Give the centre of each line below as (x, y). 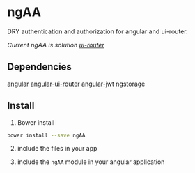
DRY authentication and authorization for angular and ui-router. (97, 31)
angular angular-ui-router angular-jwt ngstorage (76, 84)
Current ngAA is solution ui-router (56, 45)
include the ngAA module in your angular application (91, 162)
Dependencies (39, 67)
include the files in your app (57, 149)
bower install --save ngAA (46, 135)
